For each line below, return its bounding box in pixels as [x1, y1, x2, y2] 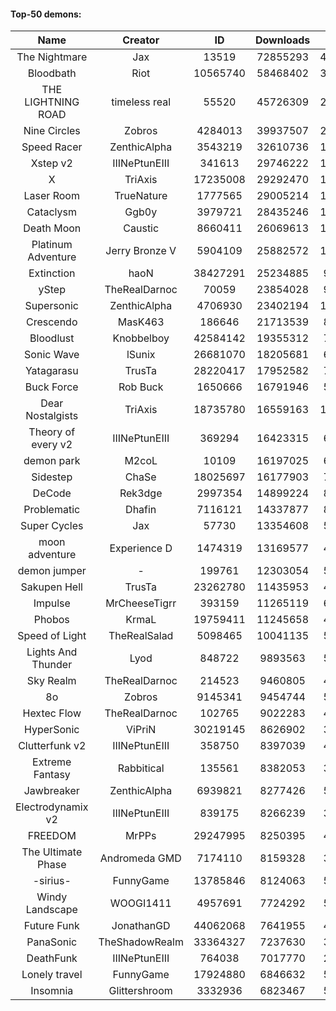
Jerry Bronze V [105, 244, 177, 258]
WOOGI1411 [109, 896, 172, 910]
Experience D [109, 541, 173, 555]
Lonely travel [21, 968, 83, 982]
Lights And [26, 645, 78, 659]
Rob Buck [118, 380, 164, 394]
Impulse [33, 596, 71, 610]
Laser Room [23, 189, 80, 203]
